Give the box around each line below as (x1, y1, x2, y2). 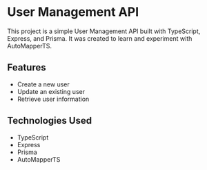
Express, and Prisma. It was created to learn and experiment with (7, 34, 193, 42)
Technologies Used (7, 115, 92, 126)
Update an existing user (17, 87, 85, 95)
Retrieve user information (17, 95, 90, 103)
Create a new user (17, 80, 70, 88)
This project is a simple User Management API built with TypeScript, (7, 27, 201, 35)
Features (7, 62, 46, 73)
